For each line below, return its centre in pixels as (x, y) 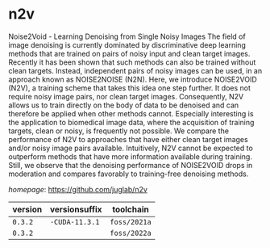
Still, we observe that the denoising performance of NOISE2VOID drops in (131, 165)
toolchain (131, 209)
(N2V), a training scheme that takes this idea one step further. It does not (130, 88)
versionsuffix (76, 209)
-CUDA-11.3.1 (75, 222)
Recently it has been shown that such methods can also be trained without (132, 62)
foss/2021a (131, 222)
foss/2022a (131, 233)
